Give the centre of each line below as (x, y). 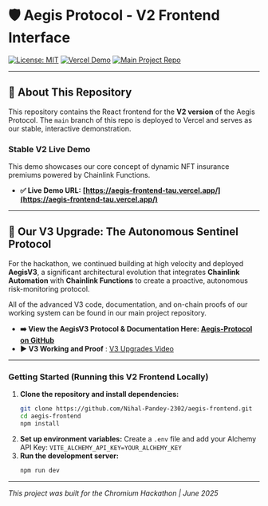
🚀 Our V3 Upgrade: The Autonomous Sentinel (124, 232)
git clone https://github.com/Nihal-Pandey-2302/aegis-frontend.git (136, 409)
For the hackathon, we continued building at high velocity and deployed (126, 263)
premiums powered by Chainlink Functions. (79, 175)
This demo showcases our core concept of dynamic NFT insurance (119, 167)
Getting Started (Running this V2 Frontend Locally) (108, 377)
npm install (39, 423)
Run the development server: (69, 456)
